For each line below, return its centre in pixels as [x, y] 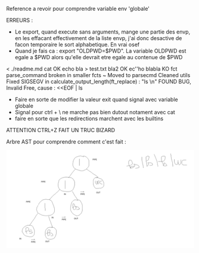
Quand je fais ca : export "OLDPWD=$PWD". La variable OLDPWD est [100, 51]
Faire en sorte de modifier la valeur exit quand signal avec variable [96, 99]
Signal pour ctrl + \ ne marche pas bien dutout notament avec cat [95, 112]
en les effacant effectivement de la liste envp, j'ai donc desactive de [98, 38]
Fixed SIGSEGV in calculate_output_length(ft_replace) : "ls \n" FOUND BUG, [99, 81]
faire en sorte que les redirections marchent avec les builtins [89, 118]
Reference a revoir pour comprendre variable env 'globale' [78, 9]
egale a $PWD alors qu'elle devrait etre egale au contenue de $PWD [99, 57]
